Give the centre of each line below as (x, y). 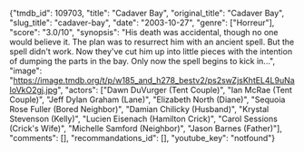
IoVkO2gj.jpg (34, 90)
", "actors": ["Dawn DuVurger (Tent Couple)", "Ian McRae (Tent (175, 90)
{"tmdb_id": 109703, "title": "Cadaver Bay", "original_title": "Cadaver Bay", (147, 13)
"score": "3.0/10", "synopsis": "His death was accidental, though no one (144, 32)
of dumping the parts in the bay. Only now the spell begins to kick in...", (142, 61)
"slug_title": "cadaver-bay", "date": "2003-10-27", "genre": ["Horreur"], (142, 23)
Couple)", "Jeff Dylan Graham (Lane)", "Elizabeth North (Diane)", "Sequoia (147, 100)
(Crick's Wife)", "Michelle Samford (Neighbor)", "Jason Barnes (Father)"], (146, 128)
